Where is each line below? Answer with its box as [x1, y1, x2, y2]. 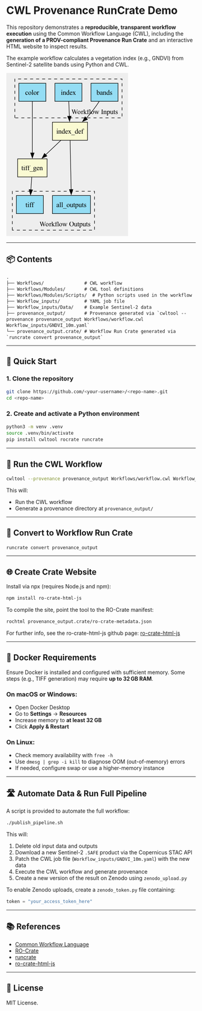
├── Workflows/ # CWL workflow [6, 280, 122, 286]
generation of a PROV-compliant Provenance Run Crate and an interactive [6, 36, 194, 43]
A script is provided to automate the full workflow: [6, 807, 130, 814]
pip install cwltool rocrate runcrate [6, 436, 103, 443]
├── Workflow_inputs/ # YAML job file [6, 298, 125, 304]
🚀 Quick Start [6, 356, 57, 367]
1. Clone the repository [6, 374, 74, 383]
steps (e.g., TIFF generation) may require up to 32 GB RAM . [6, 675, 153, 682]
